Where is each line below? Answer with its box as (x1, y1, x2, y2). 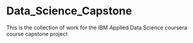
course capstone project (6, 30, 68, 37)
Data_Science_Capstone (6, 4, 132, 18)
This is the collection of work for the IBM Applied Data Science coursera (6, 24, 188, 31)
